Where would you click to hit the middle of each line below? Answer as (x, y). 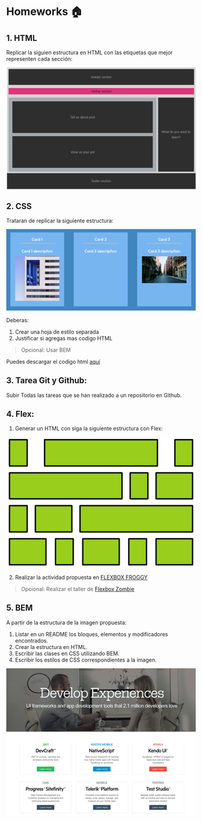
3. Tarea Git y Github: (47, 381)
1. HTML (22, 38)
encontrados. (31, 641)
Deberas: (17, 320)
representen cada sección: (39, 59)
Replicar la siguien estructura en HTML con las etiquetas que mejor (90, 52)
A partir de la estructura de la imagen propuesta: (66, 623)
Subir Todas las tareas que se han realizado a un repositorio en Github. (94, 395)
